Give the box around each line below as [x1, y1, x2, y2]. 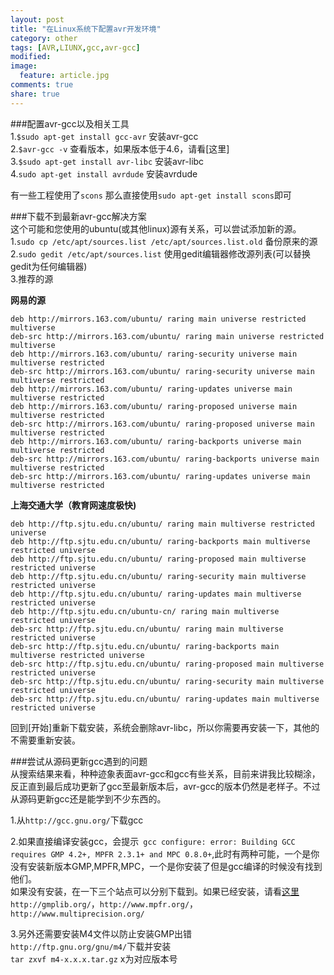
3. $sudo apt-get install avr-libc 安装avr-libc [10, 155, 205, 167]
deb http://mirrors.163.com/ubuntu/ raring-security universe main [10, 349, 298, 359]
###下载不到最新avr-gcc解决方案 [10, 210, 147, 222]
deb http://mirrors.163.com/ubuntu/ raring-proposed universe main [10, 401, 298, 411]
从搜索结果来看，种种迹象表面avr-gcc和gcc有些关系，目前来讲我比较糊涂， [10, 767, 321, 780]
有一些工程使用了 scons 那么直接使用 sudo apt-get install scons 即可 [10, 189, 292, 201]
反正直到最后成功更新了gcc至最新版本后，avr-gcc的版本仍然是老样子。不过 [10, 780, 321, 792]
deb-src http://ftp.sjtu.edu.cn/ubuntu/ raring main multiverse [10, 624, 284, 634]
